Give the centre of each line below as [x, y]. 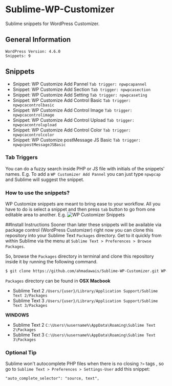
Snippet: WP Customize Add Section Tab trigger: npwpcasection [82, 89]
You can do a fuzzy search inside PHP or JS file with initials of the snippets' [85, 168]
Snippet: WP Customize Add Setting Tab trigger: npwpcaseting [80, 95]
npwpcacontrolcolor [34, 135]
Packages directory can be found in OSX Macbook [58, 281]
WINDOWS [17, 315]
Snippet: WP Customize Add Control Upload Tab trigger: [73, 120]
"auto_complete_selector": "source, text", [52, 379]
